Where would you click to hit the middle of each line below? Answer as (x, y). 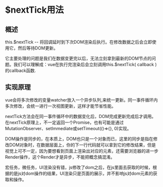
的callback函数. (21, 70)
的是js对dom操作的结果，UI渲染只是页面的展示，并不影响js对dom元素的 (81, 173)
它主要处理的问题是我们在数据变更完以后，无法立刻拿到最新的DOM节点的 (78, 58)
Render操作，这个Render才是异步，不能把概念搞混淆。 (60, 157)
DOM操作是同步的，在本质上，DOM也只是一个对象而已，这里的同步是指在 (79, 138)
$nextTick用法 (35, 10)
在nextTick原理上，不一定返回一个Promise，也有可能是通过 (64, 122)
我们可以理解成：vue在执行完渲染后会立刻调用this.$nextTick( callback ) (85, 64)
